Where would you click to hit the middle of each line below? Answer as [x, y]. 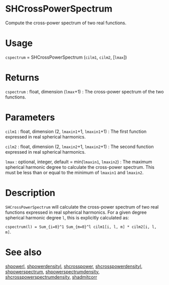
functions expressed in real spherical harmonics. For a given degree [76, 212]
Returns [22, 78]
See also [23, 252]
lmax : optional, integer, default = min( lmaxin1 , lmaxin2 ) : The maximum [79, 162]
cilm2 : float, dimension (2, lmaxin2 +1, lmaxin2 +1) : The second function [79, 147]
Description [30, 193]
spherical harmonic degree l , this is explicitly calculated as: [67, 217]
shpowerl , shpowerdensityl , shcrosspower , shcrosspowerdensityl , [74, 266]
